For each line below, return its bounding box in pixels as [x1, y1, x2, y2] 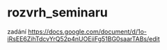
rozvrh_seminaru [7, 5, 108, 21]
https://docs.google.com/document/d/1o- [27, 27, 148, 36]
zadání [7, 27, 26, 36]
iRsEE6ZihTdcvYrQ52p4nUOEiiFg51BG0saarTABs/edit [7, 34, 160, 42]
